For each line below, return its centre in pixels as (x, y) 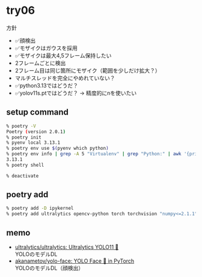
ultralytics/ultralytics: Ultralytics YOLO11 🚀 (67, 247)
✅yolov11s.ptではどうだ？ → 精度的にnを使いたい (76, 93)
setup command (38, 112)
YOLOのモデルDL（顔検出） (49, 268)
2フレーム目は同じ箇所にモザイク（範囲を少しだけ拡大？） (87, 70)
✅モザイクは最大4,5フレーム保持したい (63, 55)
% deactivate (23, 176)
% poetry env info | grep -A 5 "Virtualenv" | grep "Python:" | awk (94, 154)
